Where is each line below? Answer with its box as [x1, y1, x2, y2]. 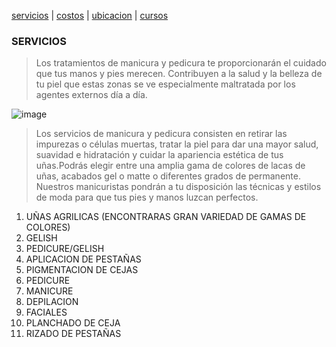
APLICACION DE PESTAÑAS [25, 253, 142, 265]
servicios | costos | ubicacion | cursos [11, 10, 169, 21]
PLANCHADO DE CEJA [25, 317, 121, 329]
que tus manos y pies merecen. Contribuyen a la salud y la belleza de [35, 68, 323, 80]
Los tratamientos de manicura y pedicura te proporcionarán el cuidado [35, 57, 327, 69]
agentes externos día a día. [35, 89, 148, 101]
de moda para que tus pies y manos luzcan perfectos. [35, 191, 259, 204]
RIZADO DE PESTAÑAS [25, 328, 122, 340]
